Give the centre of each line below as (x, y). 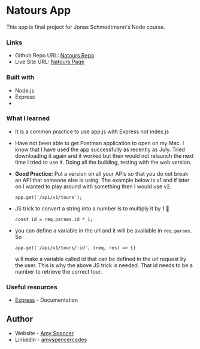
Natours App (39, 10)
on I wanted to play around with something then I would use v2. (93, 186)
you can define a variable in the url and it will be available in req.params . (103, 230)
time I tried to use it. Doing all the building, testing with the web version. (103, 162)
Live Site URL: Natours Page (50, 62)
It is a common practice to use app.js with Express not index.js (92, 131)
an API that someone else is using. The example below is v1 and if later (102, 180)
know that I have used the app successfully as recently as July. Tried (100, 149)
